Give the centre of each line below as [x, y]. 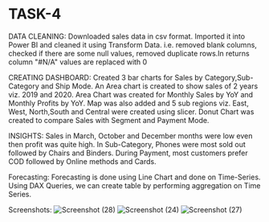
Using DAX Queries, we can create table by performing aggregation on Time [134, 185]
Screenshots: [30, 209]
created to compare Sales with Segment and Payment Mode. [109, 120]
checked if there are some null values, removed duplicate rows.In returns [129, 53]
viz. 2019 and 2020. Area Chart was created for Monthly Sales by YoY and [131, 94]
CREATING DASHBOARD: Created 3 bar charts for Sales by [106, 77]
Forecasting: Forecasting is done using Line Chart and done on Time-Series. [134, 177]
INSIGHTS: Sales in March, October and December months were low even [130, 136]
